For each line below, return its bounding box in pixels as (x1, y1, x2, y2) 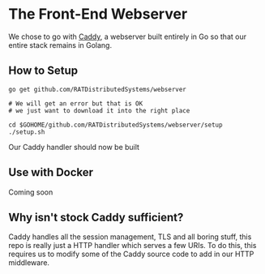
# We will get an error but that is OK (8, 99, 143, 108)
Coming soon (8, 187, 53, 197)
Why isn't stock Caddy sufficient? (8, 210, 184, 224)
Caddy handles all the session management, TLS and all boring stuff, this (8, 232, 252, 242)
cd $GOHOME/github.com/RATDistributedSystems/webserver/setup (8, 121, 223, 129)
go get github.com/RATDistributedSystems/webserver (8, 85, 186, 93)
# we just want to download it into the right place (8, 106, 190, 114)
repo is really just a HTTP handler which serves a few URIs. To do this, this (8, 241, 257, 250)
